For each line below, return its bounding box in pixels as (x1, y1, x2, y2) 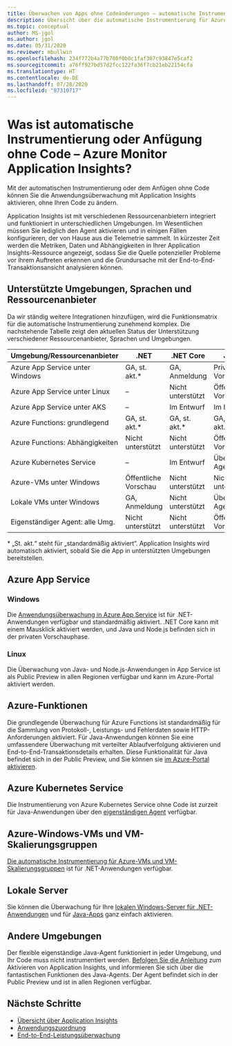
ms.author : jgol (7, 36, 54, 43)
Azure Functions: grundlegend (10, 417, 109, 427)
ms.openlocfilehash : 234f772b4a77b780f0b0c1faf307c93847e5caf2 (7, 55, 193, 62)
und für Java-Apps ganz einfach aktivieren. (50, 910, 174, 919)
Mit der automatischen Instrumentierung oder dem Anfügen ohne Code (7, 184, 210, 192)
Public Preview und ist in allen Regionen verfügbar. (7, 978, 152, 986)
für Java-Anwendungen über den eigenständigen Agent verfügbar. (7, 808, 197, 816)
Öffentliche (125, 473, 162, 482)
